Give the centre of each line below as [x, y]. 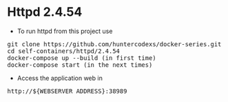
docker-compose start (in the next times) [80, 65]
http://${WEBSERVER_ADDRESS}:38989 [67, 91]
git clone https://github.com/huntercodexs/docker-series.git [114, 44]
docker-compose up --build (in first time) [82, 58]
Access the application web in [60, 78]
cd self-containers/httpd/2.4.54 [64, 51]
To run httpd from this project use [65, 31]
